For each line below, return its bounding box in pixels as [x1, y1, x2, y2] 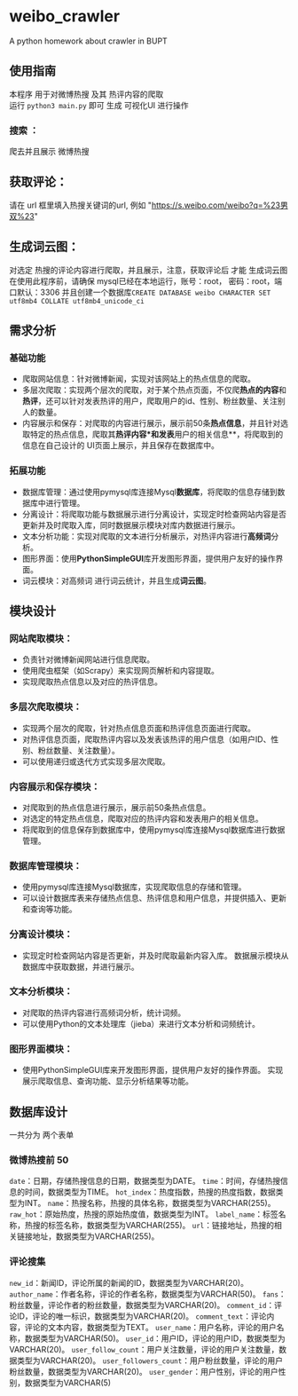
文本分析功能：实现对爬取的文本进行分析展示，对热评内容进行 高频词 [21, 531, 271, 541]
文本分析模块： [9, 985, 74, 998]
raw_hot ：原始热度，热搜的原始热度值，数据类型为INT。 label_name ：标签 [9, 1209, 278, 1219]
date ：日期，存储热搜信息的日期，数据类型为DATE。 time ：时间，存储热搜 [9, 1176, 281, 1187]
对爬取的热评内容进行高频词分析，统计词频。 [21, 1007, 186, 1018]
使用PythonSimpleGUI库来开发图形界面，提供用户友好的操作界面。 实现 [21, 1065, 284, 1076]
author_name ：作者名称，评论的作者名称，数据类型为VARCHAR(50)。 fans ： [9, 1289, 286, 1299]
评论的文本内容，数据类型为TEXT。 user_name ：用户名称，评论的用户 [24, 1321, 277, 1332]
